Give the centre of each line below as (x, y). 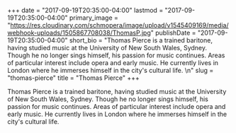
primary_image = (94, 18)
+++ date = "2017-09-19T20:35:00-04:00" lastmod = (85, 10)
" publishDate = (173, 33)
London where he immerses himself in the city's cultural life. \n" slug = (111, 70)
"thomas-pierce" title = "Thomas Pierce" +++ (73, 78)
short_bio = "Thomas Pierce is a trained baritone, (141, 40)
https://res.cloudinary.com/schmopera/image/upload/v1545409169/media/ (119, 25)
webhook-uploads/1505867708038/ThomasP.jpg (79, 33)
